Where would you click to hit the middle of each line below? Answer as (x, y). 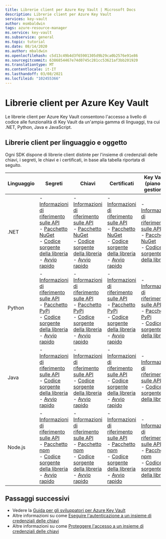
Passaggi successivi (38, 498)
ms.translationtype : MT (30, 65)
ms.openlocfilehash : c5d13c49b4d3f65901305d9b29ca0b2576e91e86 (72, 56)
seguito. (13, 165)
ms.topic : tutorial (25, 42)
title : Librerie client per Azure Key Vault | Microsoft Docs (70, 10)
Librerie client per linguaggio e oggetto (66, 143)
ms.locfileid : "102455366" (33, 78)
